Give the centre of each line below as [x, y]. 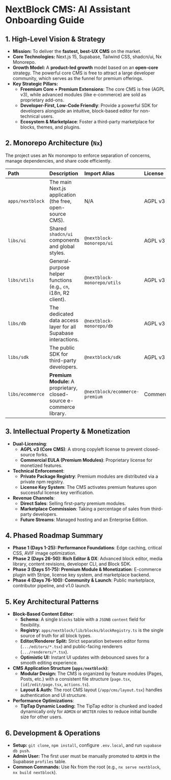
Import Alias [99, 173]
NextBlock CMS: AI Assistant [68, 9]
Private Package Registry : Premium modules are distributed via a [89, 476]
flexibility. [30, 625]
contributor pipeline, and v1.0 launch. [51, 586]
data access [64, 320]
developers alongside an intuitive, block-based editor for [79, 111]
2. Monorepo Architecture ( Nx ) [54, 143]
